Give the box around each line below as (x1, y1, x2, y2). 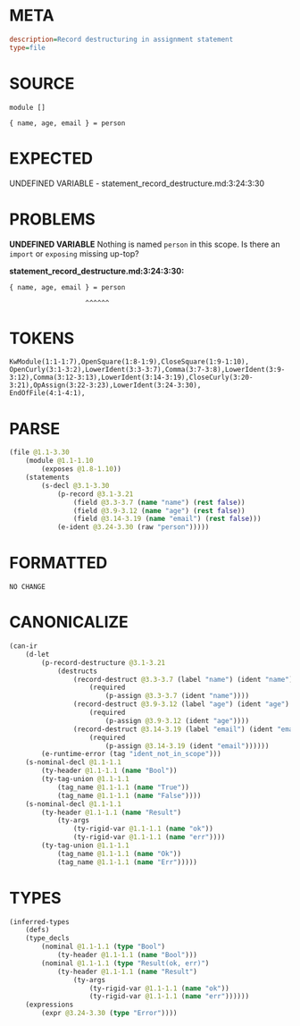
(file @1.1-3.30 (9, 448, 70, 457)
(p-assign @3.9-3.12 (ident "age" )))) (104, 716, 250, 725)
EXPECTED (9, 148, 94, 168)
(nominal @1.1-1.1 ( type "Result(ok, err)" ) (41, 958, 210, 968)
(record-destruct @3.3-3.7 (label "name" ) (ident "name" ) (72, 675, 294, 684)
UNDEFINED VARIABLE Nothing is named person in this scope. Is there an (9, 239, 280, 249)
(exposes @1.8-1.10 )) (41, 465, 122, 474)
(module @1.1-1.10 (25, 457, 94, 466)
